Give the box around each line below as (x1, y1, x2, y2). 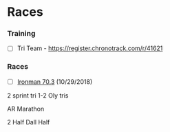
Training (7, 29, 36, 38)
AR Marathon (7, 104, 45, 113)
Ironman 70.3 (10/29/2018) (17, 77, 93, 86)
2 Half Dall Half (7, 118, 50, 126)
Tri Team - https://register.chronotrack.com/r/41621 (17, 44, 163, 52)
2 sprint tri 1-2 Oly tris (7, 91, 69, 100)
